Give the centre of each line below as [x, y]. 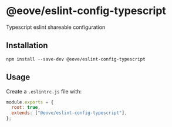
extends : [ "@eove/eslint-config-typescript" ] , [69, 113]
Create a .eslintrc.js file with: [44, 91]
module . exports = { [30, 102]
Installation [27, 46]
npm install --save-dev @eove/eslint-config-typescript [76, 59]
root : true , [26, 108]
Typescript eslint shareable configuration [56, 27]
